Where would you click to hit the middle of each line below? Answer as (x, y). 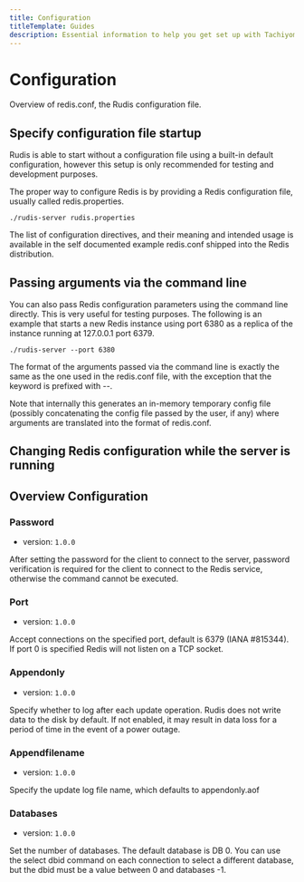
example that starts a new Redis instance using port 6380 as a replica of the (152, 324)
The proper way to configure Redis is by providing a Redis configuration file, (152, 192)
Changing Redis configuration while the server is (150, 451)
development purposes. (54, 174)
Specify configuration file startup (105, 133)
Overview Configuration (79, 496)
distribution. (32, 254)
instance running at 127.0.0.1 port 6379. (82, 333)
